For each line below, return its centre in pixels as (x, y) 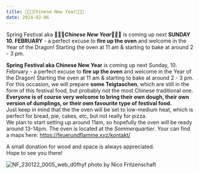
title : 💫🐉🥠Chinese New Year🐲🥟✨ (45, 12)
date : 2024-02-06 (28, 17)
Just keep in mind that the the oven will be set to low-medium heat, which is (100, 109)
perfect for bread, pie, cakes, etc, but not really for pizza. (77, 116)
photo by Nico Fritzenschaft (122, 164)
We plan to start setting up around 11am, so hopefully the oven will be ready (99, 122)
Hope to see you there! (34, 152)
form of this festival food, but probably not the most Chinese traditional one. (100, 90)
